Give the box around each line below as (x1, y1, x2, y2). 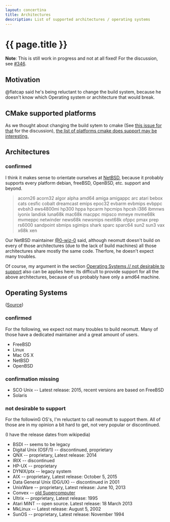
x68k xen (17, 227, 37, 233)
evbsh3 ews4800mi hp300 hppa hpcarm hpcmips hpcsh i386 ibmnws (17, 206, 164, 212)
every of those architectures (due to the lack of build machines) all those (5, 243, 157, 249)
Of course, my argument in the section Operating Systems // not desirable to (5, 263, 165, 269)
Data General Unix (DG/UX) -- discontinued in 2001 (12, 479, 120, 485)
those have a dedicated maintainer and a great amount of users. (5, 331, 139, 337)
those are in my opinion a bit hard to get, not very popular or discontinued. (5, 422, 160, 428)
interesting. (5, 133, 29, 139)
